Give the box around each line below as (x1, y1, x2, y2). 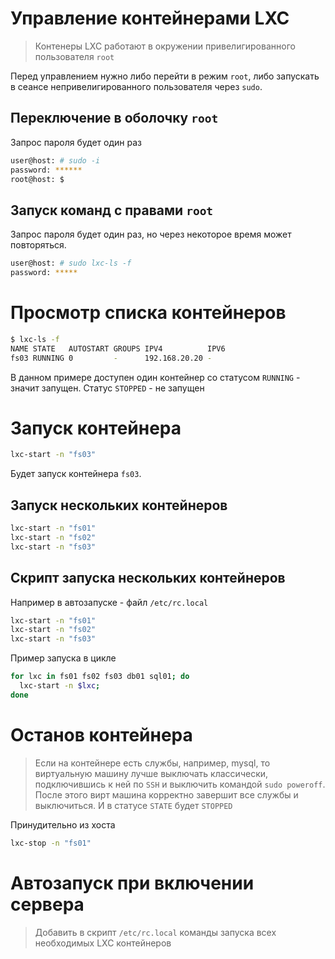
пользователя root (34, 50, 115, 62)
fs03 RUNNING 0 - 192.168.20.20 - (10, 353, 213, 363)
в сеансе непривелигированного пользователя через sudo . (10, 80, 263, 92)
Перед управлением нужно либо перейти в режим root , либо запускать (10, 70, 320, 82)
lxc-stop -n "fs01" (10, 838, 92, 848)
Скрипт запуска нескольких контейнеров (10, 570, 286, 587)
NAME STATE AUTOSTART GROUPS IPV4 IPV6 (10, 343, 226, 354)
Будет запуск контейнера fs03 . (10, 468, 142, 480)
